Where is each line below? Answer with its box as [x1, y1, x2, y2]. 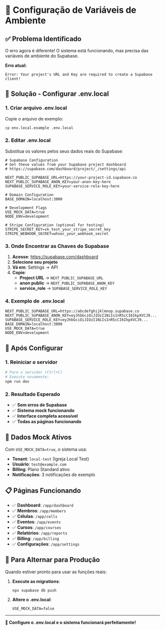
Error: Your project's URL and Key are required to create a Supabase [5, 72, 153, 77]
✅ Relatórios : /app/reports [12, 530, 68, 536]
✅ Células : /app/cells [12, 513, 58, 519]
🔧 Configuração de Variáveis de [5, 4, 137, 16]
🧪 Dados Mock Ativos [5, 433, 72, 441]
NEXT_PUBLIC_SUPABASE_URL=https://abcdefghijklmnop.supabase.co [5, 309, 139, 314]
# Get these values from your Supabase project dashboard [5, 162, 126, 167]
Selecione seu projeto [12, 259, 58, 265]
